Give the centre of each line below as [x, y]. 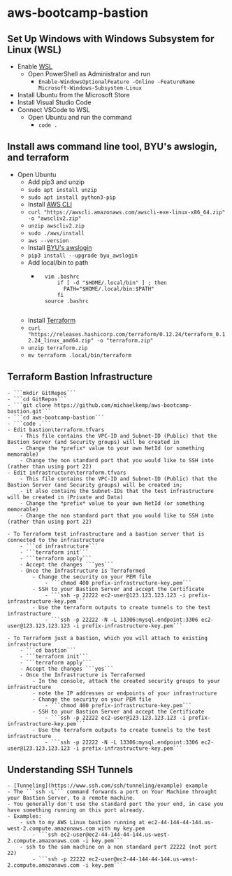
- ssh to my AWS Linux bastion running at [82, 823]
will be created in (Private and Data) [65, 497]
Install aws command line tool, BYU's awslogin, [113, 147]
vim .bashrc [62, 277]
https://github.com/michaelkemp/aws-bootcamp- [123, 405]
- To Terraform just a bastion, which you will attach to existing [108, 638]
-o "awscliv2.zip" [55, 218]
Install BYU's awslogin [60, 247]
